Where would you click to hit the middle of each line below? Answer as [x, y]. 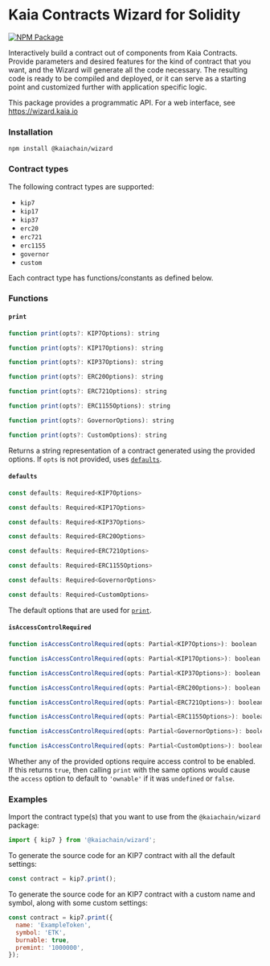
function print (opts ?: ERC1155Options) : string [90, 406]
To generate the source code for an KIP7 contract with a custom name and [132, 894]
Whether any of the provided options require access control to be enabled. [132, 761]
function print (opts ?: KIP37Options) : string [86, 363]
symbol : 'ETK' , [41, 932]
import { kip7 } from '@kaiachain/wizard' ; [82, 840]
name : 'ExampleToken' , [53, 925]
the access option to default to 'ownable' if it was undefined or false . [122, 778]
